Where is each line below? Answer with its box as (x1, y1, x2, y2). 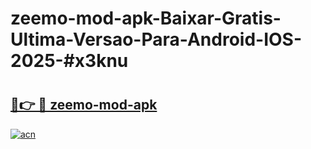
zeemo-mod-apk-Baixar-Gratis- (10, 7, 282, 30)
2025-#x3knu (10, 50, 129, 72)
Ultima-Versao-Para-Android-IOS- (10, 28, 303, 51)
